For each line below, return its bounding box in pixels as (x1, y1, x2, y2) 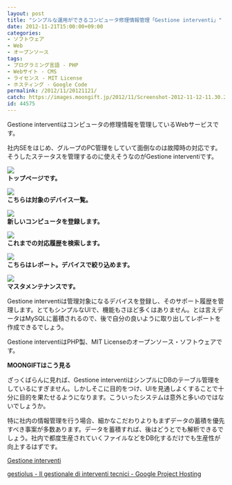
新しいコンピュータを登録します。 (7, 217, 104, 225)
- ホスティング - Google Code (7, 81, 88, 88)
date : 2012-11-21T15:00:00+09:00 (7, 23, 104, 30)
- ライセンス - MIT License (7, 74, 83, 82)
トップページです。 (7, 174, 61, 182)
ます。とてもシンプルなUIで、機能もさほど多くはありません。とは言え (19, 306, 217, 314)
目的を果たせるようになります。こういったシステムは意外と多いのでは (19, 393, 219, 401)
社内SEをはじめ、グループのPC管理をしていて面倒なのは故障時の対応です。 (7, 143, 222, 152)
